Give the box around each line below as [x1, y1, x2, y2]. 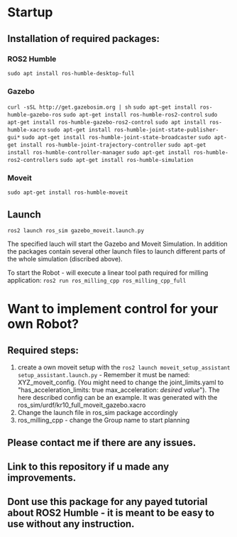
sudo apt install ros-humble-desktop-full [7, 70, 135, 77]
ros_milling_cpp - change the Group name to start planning [17, 416, 190, 425]
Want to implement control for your [7, 301, 219, 317]
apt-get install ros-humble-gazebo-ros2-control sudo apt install [7, 119, 206, 126]
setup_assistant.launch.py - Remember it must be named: [17, 371, 190, 379]
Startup [7, 4, 53, 21]
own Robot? [7, 316, 79, 332]
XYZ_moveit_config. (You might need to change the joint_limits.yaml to [17, 378, 224, 387]
